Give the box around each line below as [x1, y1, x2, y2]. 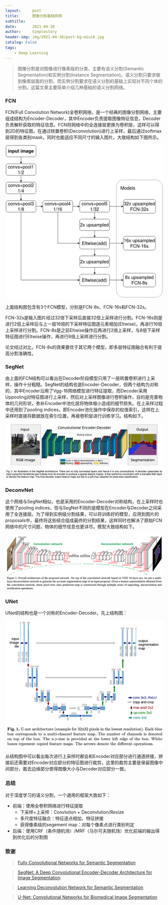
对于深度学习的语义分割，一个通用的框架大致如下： [5, 792, 111, 798]
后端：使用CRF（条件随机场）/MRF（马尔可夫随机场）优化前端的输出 [12, 828, 155, 834]
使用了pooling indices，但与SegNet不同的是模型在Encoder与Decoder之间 [5, 505, 157, 511]
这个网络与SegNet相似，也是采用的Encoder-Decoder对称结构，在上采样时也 [5, 498, 163, 504]
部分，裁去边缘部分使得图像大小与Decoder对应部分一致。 [9, 766, 129, 772]
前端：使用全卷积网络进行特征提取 [12, 803, 83, 809]
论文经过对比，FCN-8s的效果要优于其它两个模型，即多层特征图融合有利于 [5, 344, 158, 350]
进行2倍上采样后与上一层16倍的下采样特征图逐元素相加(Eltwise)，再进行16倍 [5, 321, 162, 327]
